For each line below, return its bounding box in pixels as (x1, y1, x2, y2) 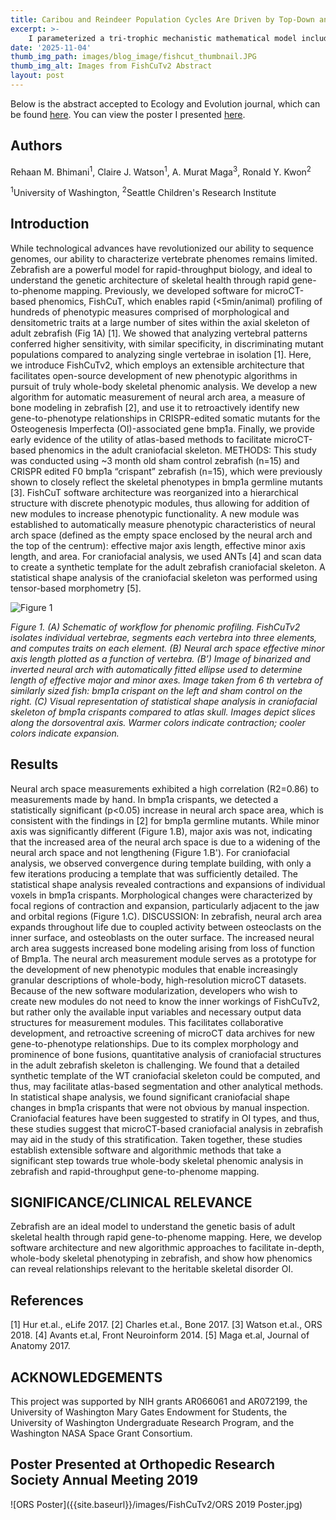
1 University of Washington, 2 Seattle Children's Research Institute (10, 185, 277, 198)
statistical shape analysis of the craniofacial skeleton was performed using (10, 571, 318, 583)
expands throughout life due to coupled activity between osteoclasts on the (10, 921, 322, 933)
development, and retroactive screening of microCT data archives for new (10, 1027, 315, 1039)
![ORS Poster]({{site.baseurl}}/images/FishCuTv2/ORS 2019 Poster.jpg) (10, 1498, 303, 1510)
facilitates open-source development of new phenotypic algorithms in (10, 369, 298, 381)
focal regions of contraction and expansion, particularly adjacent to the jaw (10, 899, 320, 911)
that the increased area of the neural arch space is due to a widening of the (10, 836, 321, 848)
